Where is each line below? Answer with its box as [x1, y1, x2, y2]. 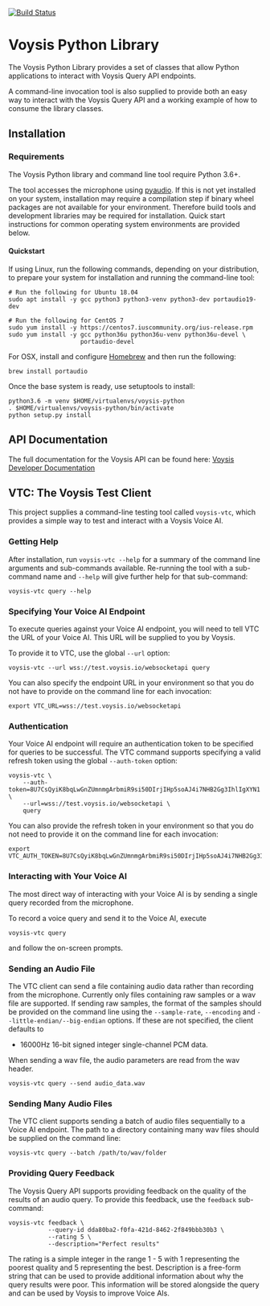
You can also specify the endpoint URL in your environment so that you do [8, 678, 255, 688]
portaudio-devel [80, 337, 135, 345]
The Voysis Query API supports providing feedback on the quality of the [8, 1186, 247, 1196]
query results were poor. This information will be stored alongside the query [8, 1279, 260, 1289]
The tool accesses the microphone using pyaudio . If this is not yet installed [8, 185, 256, 195]
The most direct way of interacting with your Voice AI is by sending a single [8, 889, 258, 899]
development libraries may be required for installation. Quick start [8, 210, 226, 221]
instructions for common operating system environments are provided [8, 219, 240, 229]
